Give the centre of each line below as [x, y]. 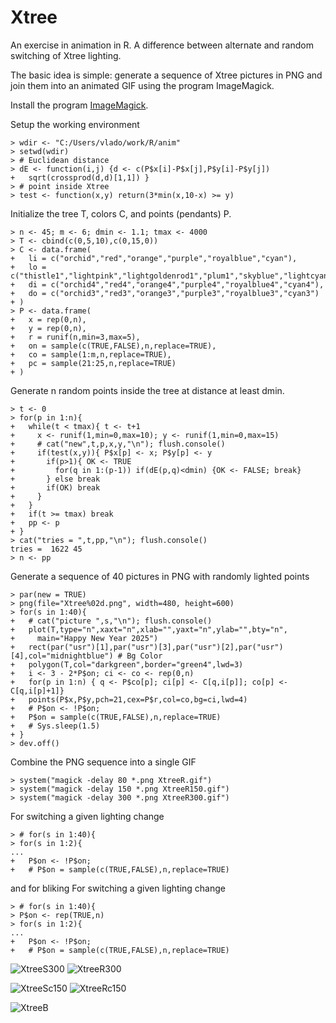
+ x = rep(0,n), [48, 319]
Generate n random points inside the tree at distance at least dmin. [147, 390]
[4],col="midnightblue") [62, 656]
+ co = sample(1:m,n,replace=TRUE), [91, 354]
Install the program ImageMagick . [79, 105]
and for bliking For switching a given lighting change [118, 888]
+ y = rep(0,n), [48, 328]
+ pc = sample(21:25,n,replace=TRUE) [93, 363]
